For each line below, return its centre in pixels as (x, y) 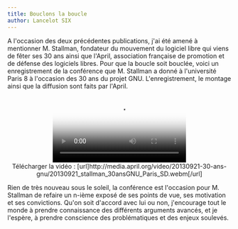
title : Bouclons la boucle (47, 14)
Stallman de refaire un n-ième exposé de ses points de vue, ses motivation (117, 195)
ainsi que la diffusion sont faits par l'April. (68, 86)
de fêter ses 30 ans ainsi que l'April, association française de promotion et (116, 56)
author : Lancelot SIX (39, 21)
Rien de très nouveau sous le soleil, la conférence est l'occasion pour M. (114, 187)
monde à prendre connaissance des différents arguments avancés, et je (113, 210)
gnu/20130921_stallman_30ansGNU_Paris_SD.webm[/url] (119, 174)
